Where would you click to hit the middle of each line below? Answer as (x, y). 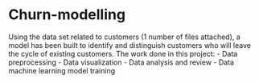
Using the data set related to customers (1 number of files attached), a (125, 37)
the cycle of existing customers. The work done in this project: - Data (123, 53)
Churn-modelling (67, 15)
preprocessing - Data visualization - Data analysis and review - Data (121, 62)
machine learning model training (62, 70)
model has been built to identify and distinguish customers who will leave (130, 45)
